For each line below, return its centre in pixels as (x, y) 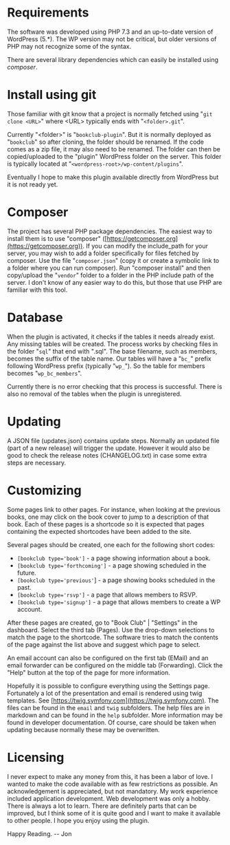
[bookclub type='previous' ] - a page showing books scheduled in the (116, 580)
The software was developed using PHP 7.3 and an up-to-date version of (110, 32)
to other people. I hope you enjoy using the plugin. (78, 820)
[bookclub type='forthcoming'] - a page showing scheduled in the (112, 565)
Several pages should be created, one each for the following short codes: (111, 544)
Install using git (52, 95)
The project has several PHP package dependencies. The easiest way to (110, 231)
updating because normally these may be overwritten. (83, 729)
